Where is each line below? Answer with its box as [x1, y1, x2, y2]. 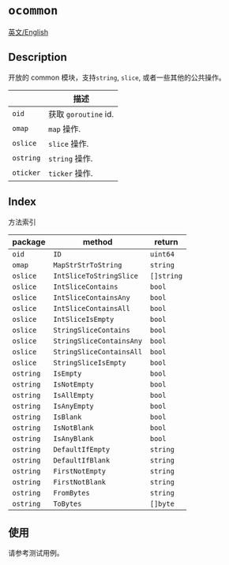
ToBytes [53, 499, 82, 508]
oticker [12, 168, 41, 177]
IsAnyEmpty [53, 402, 94, 410]
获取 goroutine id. [48, 108, 114, 119]
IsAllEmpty [53, 391, 94, 399]
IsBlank [53, 412, 82, 421]
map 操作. [48, 123, 81, 134]
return [153, 236, 178, 247]
